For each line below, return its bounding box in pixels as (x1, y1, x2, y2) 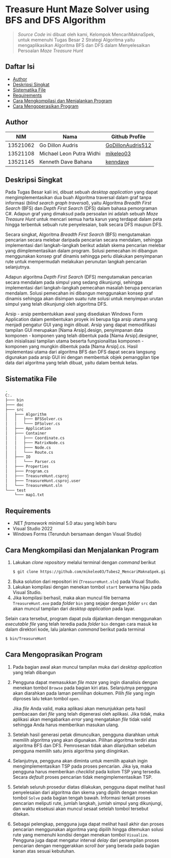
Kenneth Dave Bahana (39, 158, 93, 165)
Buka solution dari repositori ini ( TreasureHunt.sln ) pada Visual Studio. (12, 578, 161, 584)
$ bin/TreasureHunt (5, 636, 47, 641)
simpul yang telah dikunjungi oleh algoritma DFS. (5, 301, 108, 307)
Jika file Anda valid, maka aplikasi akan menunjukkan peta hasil (12, 705, 146, 712)
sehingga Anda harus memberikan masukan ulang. (12, 721, 120, 728)
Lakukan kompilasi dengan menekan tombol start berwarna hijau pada (12, 583, 162, 590)
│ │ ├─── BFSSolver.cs (5, 416, 63, 422)
